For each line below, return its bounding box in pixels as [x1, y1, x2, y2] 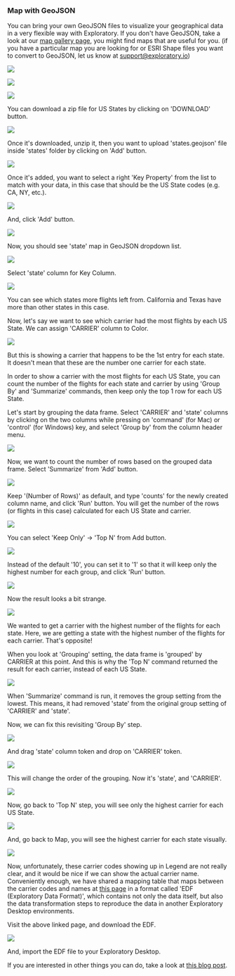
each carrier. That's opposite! [7, 636, 93, 645]
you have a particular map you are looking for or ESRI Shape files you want [7, 44, 223, 53]
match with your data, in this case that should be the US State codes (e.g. [7, 181, 220, 189]
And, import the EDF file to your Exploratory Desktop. [7, 947, 161, 956]
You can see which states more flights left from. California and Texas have [7, 296, 222, 304]
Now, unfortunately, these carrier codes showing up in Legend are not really [7, 862, 227, 870]
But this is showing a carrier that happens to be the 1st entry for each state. [7, 351, 225, 360]
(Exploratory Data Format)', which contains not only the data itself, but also [7, 892, 223, 901]
